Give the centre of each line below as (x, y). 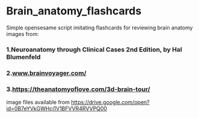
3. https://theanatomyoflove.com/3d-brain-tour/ (78, 89)
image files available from (38, 102)
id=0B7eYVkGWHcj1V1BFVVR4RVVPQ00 (57, 108)
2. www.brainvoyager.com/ (46, 73)
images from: (23, 34)
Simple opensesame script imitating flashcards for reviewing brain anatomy (100, 28)
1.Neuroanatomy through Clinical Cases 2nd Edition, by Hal (94, 49)
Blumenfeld (23, 57)
